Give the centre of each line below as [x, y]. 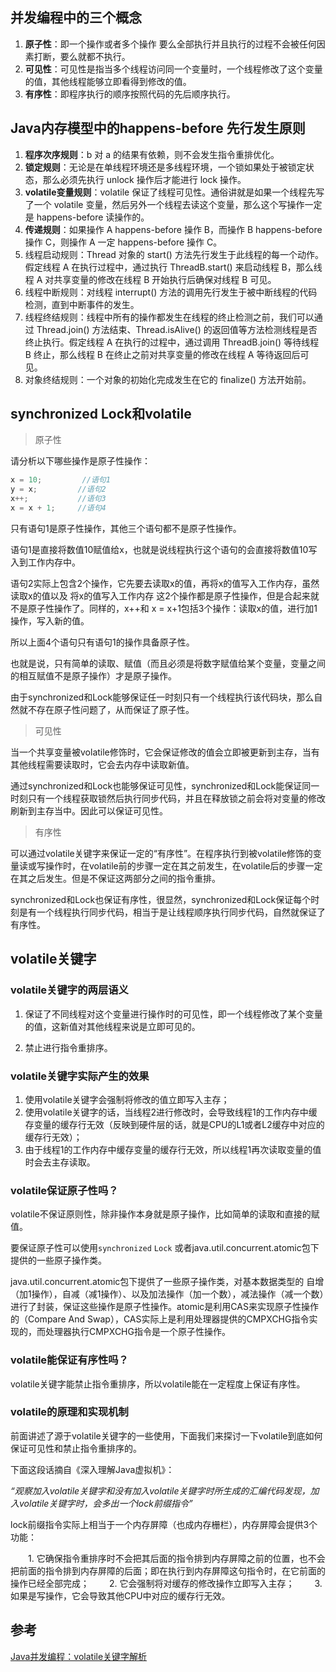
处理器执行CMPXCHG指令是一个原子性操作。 [137, 1332]
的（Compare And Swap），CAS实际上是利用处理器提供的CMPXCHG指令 [160, 1319]
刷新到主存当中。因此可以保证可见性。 [89, 810]
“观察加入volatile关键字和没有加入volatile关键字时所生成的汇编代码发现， [160, 1490]
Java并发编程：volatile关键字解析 [79, 1656]
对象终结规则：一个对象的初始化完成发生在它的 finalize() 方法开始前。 [168, 379]
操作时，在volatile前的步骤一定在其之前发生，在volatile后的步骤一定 [183, 865]
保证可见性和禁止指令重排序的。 [76, 1448]
